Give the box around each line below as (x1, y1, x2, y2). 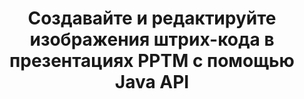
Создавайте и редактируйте (27, 7, 277, 30)
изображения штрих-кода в (29, 28, 275, 51)
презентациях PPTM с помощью (9, 50, 295, 72)
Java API (114, 71, 190, 94)
